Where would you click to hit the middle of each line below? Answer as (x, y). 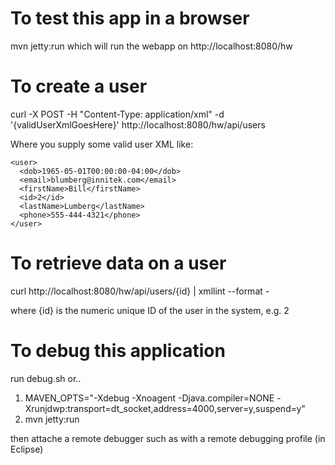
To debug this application (118, 351)
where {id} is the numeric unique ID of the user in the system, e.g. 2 (150, 310)
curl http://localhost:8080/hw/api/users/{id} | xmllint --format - (140, 291)
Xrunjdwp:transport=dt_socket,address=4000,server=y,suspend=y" (165, 408)
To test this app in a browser (130, 18)
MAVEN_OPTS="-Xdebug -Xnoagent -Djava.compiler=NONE (149, 398)
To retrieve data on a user (118, 263)
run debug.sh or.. (46, 378)
